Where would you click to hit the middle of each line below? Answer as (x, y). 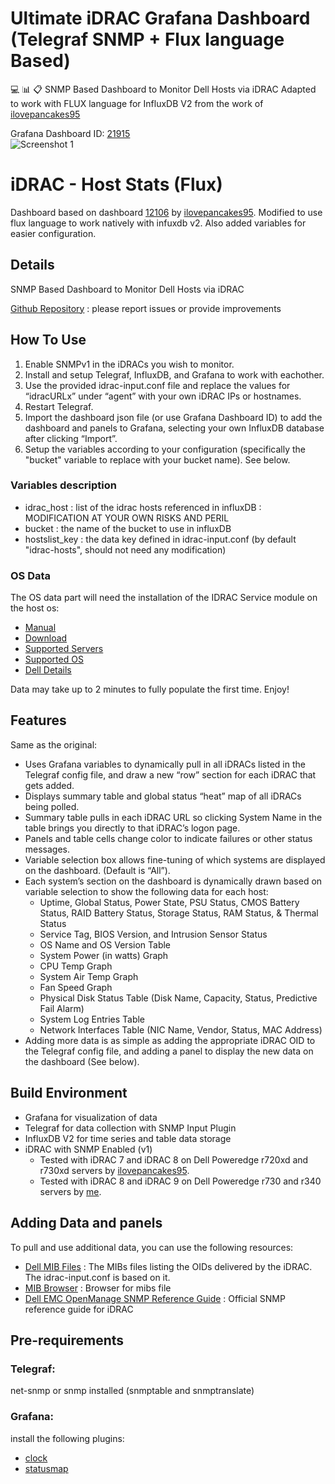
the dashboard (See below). (82, 1061)
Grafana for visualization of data (91, 1117)
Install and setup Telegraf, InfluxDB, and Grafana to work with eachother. (174, 374)
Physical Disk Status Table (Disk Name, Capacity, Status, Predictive (178, 998)
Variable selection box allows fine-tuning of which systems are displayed (175, 859)
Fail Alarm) (62, 1008)
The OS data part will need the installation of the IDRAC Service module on (164, 598)
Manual (40, 628)
